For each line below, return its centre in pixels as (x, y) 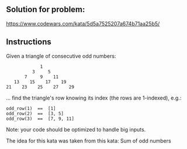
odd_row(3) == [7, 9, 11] (40, 119)
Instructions (29, 42)
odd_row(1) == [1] (31, 108)
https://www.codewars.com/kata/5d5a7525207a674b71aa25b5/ (83, 23)
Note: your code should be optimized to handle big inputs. (76, 129)
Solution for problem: (46, 10)
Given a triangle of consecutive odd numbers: (61, 56)
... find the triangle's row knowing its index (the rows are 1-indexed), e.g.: (94, 98)
